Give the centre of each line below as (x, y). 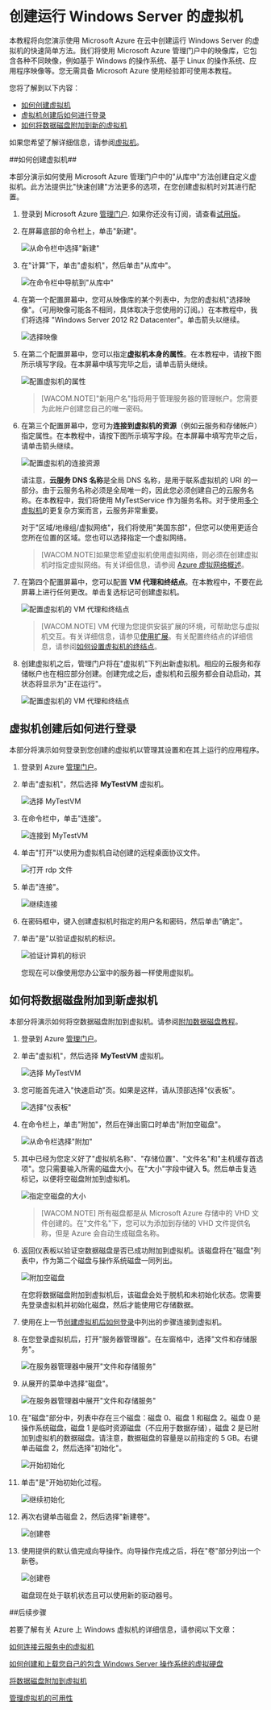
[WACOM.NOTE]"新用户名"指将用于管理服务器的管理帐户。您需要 (149, 398)
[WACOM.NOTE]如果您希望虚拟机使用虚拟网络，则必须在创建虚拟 (150, 554)
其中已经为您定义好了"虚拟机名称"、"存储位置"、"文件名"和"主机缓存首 (138, 1158)
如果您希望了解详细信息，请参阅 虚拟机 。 (76, 142)
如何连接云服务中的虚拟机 (52, 1646)
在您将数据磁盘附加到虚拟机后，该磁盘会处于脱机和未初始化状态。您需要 (141, 1295)
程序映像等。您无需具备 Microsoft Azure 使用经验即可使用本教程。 (126, 70)
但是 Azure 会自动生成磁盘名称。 (110, 1233)
